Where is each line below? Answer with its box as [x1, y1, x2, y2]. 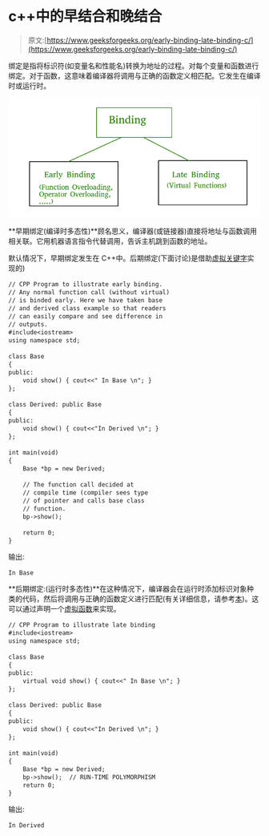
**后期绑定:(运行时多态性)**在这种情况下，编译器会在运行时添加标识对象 [8, 584, 247, 593]
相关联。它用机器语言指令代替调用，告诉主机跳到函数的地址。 [8, 236, 212, 245]
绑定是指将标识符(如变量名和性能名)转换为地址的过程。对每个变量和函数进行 [8, 61, 259, 71]
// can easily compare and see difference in [8, 312, 163, 321]
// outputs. [8, 320, 48, 329]
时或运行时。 [8, 81, 50, 91]
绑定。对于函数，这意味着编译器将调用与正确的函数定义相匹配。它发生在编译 [8, 71, 261, 80]
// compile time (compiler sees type [22, 488, 149, 497]
